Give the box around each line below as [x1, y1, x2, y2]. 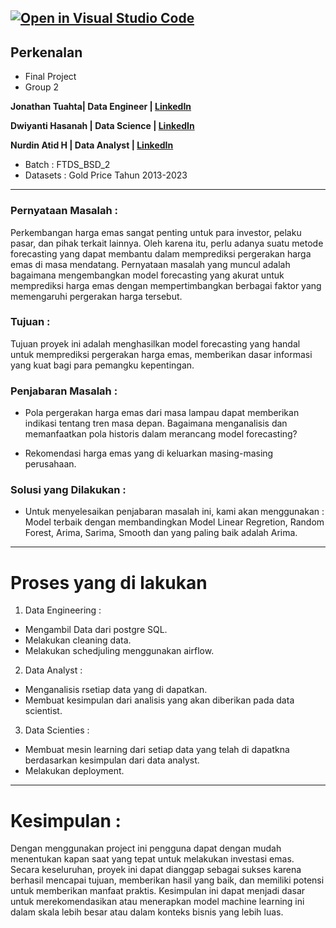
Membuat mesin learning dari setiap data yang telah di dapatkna [24, 744, 290, 756]
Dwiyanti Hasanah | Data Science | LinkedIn [10, 120, 195, 132]
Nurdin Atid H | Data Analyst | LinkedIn [10, 139, 174, 151]
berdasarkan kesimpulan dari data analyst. [24, 754, 200, 766]
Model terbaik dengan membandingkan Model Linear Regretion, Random [24, 516, 325, 528]
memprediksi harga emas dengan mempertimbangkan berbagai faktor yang [10, 279, 322, 291]
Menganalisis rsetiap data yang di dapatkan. [24, 684, 208, 696]
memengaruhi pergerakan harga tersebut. [10, 290, 183, 302]
